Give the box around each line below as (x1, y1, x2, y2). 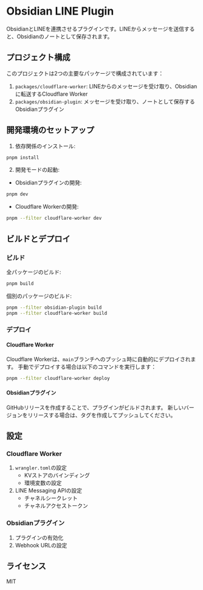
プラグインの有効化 (15, 534, 64, 541)
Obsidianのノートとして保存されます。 (16, 32, 113, 40)
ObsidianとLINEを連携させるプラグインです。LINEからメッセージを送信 (6, 25, 184, 32)
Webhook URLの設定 (15, 541, 67, 549)
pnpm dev (6, 191, 29, 197)
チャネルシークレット (24, 494, 78, 502)
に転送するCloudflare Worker (15, 90, 88, 97)
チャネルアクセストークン (24, 502, 88, 510)
